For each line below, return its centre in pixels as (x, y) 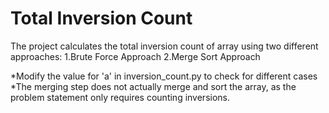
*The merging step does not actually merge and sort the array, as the (153, 86)
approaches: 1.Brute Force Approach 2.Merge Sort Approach (135, 56)
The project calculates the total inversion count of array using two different (164, 46)
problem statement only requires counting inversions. (120, 97)
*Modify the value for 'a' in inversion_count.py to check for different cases (164, 76)
